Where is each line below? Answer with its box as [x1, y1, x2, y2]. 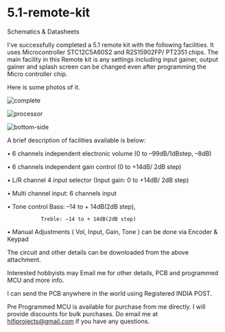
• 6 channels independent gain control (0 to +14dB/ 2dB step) [7, 162, 182, 170]
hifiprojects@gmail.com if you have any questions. [7, 317, 150, 325]
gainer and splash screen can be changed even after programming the [7, 62, 207, 71]
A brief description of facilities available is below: [7, 136, 146, 144]
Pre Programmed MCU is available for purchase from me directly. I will [7, 303, 206, 311]
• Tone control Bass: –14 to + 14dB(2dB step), [7, 202, 136, 210]
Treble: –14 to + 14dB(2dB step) [40, 216, 137, 222]
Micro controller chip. [7, 70, 68, 78]
